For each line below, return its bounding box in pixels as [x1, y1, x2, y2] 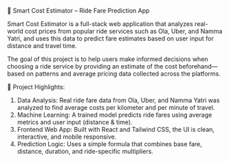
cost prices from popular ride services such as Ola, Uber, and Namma [24, 27, 223, 35]
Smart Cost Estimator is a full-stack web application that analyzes [7, 20, 194, 27]
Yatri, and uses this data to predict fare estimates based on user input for [7, 34, 215, 43]
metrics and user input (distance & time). [17, 118, 133, 126]
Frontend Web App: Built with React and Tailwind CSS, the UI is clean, [17, 126, 215, 133]
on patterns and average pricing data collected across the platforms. [26, 69, 221, 78]
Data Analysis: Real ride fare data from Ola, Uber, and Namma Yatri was [17, 96, 220, 104]
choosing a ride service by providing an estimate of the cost [7, 62, 177, 70]
